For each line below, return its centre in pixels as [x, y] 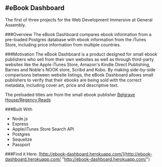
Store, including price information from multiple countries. [63, 45]
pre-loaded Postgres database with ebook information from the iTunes [76, 39]
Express [20, 124]
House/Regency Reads [28, 100]
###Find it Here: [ [23, 154]
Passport [21, 144]
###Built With [19, 109]
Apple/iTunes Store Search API [43, 129]
